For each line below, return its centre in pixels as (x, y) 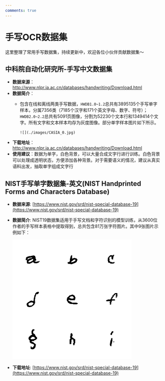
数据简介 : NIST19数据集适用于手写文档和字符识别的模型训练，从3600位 (85, 220)
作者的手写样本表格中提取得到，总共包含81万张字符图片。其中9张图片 (83, 227)
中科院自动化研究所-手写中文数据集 (59, 69)
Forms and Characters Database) (57, 191)
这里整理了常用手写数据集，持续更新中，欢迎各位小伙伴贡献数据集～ (75, 52)
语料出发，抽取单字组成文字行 (43, 166)
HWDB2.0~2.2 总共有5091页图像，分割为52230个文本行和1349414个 (87, 116)
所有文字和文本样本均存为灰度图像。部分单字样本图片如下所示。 (94, 123)
